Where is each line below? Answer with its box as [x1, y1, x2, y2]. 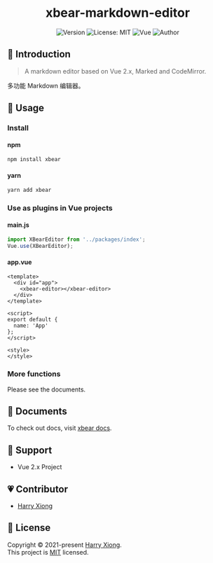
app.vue [7, 258, 32, 266]
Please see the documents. [7, 385, 86, 394]
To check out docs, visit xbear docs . [7, 424, 112, 432]
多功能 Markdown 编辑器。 [7, 81, 85, 90]
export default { [7, 317, 58, 324]
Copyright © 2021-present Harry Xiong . [7, 541, 123, 549]
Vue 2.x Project [17, 463, 62, 471]
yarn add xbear [7, 187, 52, 194]
